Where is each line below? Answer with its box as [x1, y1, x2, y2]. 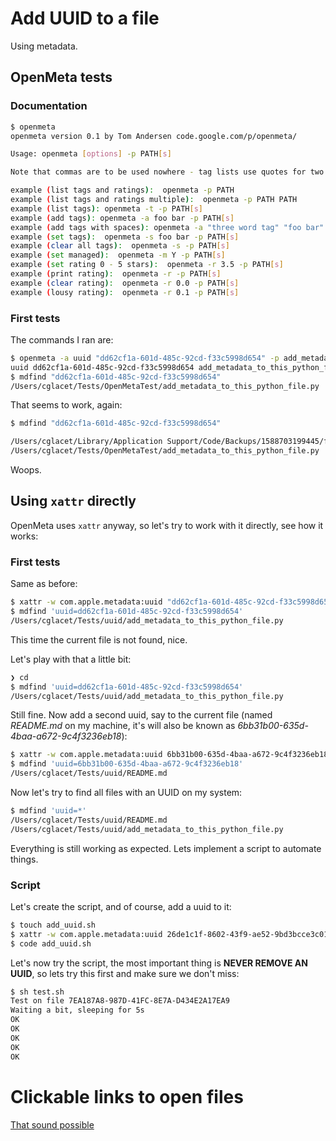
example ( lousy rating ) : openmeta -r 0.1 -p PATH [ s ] [10, 287, 240, 297]
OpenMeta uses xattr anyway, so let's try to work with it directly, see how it [10, 519, 324, 531]
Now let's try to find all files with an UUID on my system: [10, 787, 243, 799]
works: [10, 530, 39, 542]
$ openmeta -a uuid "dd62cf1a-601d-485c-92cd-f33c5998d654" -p [10, 353, 280, 363]
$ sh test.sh [10, 987, 65, 997]
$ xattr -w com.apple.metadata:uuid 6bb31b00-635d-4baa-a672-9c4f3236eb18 [10, 750, 329, 760]
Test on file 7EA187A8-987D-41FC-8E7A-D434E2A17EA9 [10, 996, 230, 1006]
